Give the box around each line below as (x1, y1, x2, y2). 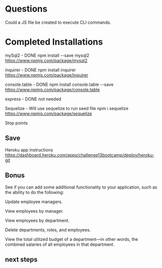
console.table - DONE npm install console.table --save (5, 81, 114, 87)
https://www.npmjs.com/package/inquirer (5, 72, 88, 78)
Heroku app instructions (5, 147, 53, 153)
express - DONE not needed (5, 96, 61, 102)
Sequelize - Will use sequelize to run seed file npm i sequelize (5, 105, 129, 111)
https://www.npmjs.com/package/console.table (5, 86, 100, 93)
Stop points (5, 120, 28, 126)
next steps (5, 255, 38, 264)
